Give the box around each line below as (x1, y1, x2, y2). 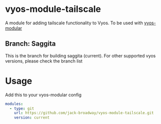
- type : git (9, 106, 35, 111)
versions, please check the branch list (5, 58, 83, 64)
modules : (5, 101, 23, 106)
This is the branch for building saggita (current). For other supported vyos (5, 53, 156, 59)
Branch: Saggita (5, 40, 56, 48)
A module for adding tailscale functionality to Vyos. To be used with (5, 20, 143, 26)
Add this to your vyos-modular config (5, 92, 82, 98)
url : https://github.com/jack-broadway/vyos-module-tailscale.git (14, 111, 154, 116)
